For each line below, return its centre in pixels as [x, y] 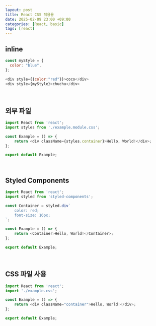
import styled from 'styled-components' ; [49, 197]
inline [14, 49]
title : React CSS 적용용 [30, 15]
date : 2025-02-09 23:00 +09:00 [38, 19]
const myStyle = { [24, 60]
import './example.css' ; [31, 291]
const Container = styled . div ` [38, 206]
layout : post [19, 10]
